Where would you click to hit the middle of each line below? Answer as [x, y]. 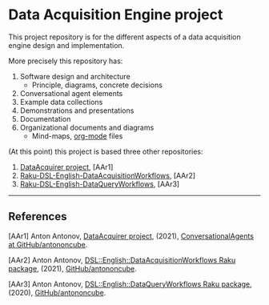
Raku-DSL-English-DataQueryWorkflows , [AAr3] [100, 184]
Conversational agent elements [71, 93]
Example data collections [61, 102]
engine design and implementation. [66, 45]
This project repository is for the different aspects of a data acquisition [125, 37]
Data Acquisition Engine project [116, 15]
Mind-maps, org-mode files [77, 136]
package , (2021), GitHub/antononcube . [73, 268]
